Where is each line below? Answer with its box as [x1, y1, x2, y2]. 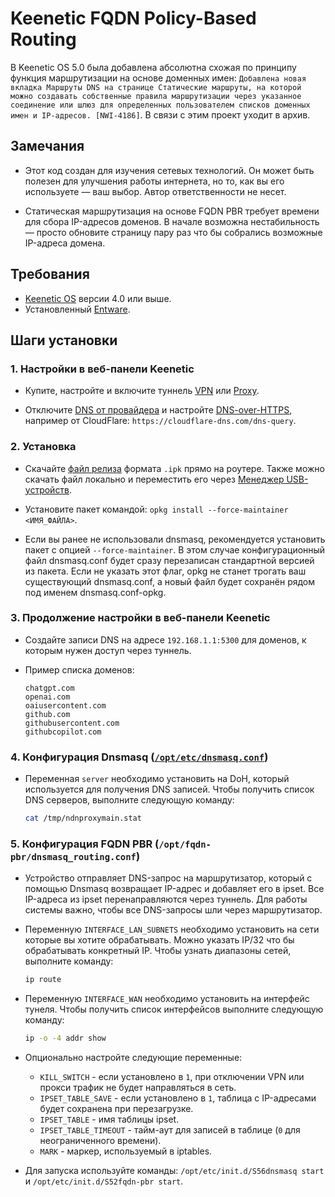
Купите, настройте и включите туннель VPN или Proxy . [24, 385, 260, 397]
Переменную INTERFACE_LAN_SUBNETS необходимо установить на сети [24, 923, 320, 936]
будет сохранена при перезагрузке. [39, 1103, 194, 1115]
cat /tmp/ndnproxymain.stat [24, 813, 142, 824]
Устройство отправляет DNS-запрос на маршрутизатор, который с [24, 872, 313, 884]
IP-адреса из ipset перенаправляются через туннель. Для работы [24, 893, 308, 906]
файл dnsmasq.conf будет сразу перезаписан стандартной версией [24, 554, 315, 566]
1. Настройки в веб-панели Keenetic [10, 362, 195, 376]
